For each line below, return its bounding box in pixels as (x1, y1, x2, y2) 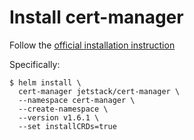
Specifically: (9, 58, 61, 70)
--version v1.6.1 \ (18, 112, 100, 123)
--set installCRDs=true (18, 121, 117, 131)
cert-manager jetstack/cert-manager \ (18, 86, 181, 96)
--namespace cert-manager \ (18, 95, 136, 105)
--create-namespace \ (18, 104, 109, 114)
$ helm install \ (9, 77, 82, 88)
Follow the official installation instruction (9, 39, 176, 51)
